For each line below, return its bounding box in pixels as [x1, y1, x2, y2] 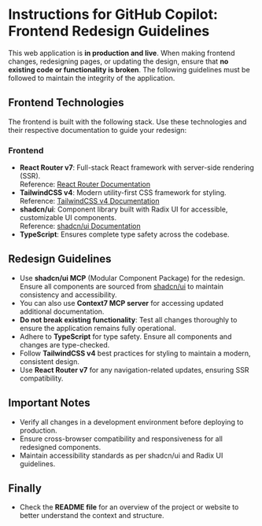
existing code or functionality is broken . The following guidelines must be [8, 64, 250, 74]
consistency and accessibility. [19, 289, 117, 300]
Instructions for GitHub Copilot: [8, 6, 219, 24]
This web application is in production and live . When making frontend [8, 48, 235, 57]
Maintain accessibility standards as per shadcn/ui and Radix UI [19, 451, 223, 460]
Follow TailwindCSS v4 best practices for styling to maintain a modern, [19, 348, 251, 358]
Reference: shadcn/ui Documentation [19, 222, 141, 231]
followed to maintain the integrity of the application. [8, 73, 175, 83]
